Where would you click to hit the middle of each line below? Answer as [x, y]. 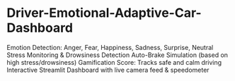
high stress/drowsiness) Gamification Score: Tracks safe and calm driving [114, 62]
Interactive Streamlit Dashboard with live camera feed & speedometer [108, 70]
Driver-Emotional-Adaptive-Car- [104, 13]
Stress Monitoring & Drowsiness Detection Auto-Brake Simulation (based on [117, 55]
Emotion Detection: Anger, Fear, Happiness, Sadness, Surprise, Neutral [110, 47]
